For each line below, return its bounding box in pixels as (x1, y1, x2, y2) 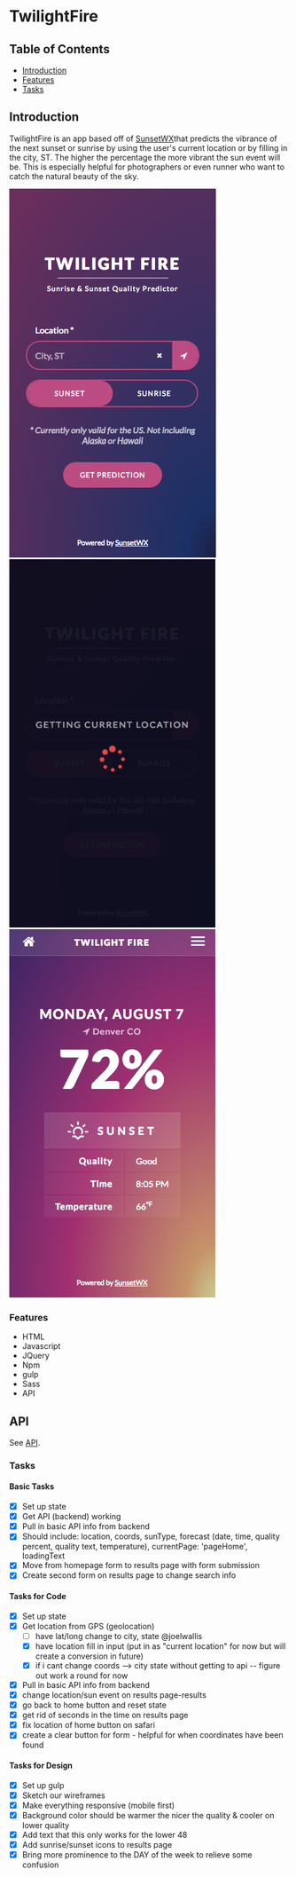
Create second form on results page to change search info (21, 1570, 237, 1581)
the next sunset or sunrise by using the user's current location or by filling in (9, 142, 288, 153)
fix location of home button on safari (21, 1720, 155, 1731)
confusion (21, 1859, 59, 1870)
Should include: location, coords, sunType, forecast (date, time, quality (21, 1531, 281, 1542)
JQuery (21, 1351, 51, 1361)
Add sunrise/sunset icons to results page (21, 1839, 173, 1849)
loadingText (21, 1550, 65, 1561)
